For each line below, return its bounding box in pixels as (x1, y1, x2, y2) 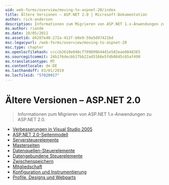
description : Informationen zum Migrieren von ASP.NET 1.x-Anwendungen (5, 21, 158, 27)
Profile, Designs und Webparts (12, 174, 76, 180)
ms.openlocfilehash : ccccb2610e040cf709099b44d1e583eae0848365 (5, 49, 141, 54)
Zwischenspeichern (12, 158, 54, 164)
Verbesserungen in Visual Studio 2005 (12, 126, 93, 132)
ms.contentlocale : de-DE (5, 63, 57, 68)
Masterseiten (12, 142, 40, 148)
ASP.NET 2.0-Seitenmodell (12, 131, 68, 137)
